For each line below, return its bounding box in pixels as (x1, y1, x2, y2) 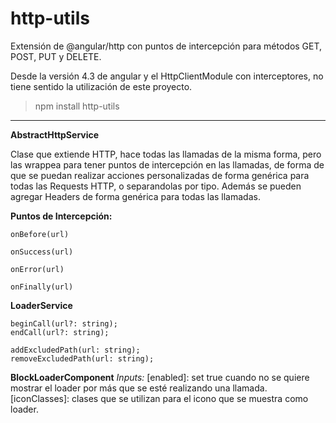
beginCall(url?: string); (10, 318, 118, 329)
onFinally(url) (10, 282, 74, 292)
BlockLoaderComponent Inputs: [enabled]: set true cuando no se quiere (10, 371, 310, 383)
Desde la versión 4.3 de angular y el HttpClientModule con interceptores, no (10, 70, 324, 82)
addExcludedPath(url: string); (10, 345, 141, 355)
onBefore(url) (10, 229, 70, 239)
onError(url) (10, 264, 65, 274)
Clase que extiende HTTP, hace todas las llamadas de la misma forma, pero (10, 148, 322, 160)
